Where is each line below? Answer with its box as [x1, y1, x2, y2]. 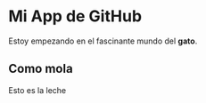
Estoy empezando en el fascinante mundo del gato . [8, 36, 198, 46]
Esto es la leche [8, 84, 67, 95]
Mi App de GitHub [8, 6, 143, 27]
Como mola [8, 61, 73, 76]
